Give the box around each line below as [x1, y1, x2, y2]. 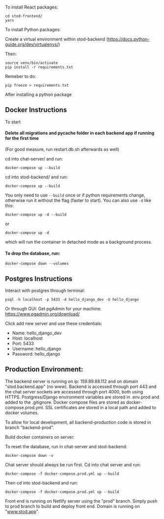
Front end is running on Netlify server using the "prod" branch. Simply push [5, 498, 158, 504]
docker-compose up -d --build [5, 212, 67, 217]
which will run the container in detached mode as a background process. [5, 239, 152, 245]
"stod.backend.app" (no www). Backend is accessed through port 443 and [5, 384, 157, 389]
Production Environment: [5, 365, 83, 374]
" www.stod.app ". [5, 508, 39, 514]
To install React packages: [5, 4, 58, 10]
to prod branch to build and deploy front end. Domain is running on [5, 503, 140, 509]
